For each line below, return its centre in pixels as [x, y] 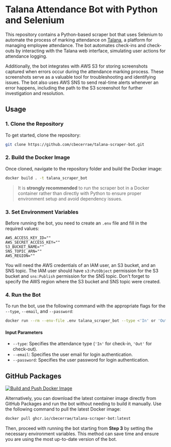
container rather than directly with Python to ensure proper [79, 193]
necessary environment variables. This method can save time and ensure [82, 434]
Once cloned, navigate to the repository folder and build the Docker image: [84, 169]
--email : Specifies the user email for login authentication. [73, 354]
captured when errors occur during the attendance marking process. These [84, 71]
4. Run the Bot [23, 295]
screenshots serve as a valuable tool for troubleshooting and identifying [81, 77]
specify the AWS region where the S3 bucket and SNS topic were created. [83, 281]
